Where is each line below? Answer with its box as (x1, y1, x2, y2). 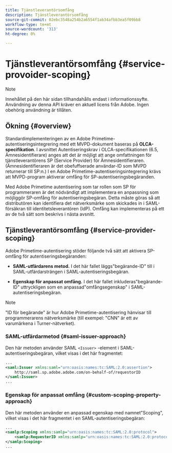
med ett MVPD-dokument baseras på (59, 141, 138, 147)
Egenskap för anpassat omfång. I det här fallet (12, 278, 113, 284)
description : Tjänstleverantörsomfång (5, 12, 88, 17)
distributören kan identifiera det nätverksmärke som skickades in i (5, 200, 145, 206)
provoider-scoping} (5, 69, 91, 81)
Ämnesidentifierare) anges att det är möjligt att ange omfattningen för (5, 152, 152, 158)
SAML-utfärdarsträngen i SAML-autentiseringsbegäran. (12, 268, 130, 275)
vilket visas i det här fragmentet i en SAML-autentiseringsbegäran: (5, 415, 145, 421)
